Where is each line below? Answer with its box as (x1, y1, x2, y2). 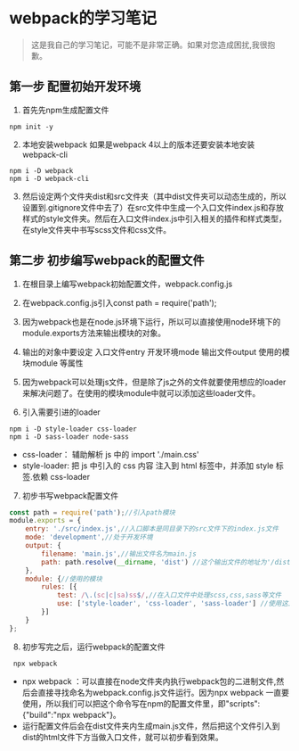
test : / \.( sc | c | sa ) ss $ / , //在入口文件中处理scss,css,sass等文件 (56, 590, 282, 600)
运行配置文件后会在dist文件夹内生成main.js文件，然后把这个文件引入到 (21, 720, 280, 731)
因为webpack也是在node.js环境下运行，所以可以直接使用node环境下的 (21, 316, 281, 326)
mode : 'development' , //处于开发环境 (25, 532, 153, 542)
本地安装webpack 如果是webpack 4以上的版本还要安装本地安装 (21, 139, 255, 150)
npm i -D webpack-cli (9, 174, 90, 183)
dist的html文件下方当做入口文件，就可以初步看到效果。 (21, 731, 224, 742)
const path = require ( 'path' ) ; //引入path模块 (9, 508, 176, 517)
